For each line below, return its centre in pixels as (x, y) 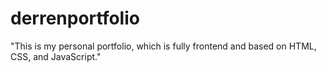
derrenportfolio (75, 18)
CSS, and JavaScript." (56, 56)
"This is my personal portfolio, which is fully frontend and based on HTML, (163, 46)
